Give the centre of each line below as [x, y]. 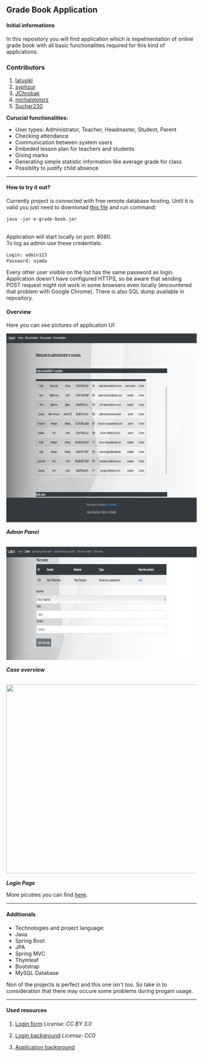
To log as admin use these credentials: [54, 243]
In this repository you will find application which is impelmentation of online [100, 39]
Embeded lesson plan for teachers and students [75, 149]
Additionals [21, 914]
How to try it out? [28, 187]
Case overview [26, 670]
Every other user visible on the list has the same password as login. [90, 272]
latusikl [24, 80]
